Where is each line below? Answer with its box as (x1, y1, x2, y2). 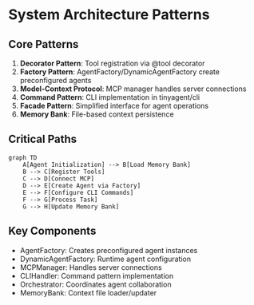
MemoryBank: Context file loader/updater (19, 287, 157, 297)
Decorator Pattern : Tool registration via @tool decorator (19, 58, 205, 68)
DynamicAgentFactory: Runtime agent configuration (19, 254, 192, 263)
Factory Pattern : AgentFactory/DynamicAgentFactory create (19, 67, 220, 77)
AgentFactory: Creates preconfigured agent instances (19, 245, 198, 255)
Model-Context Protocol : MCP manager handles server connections (19, 84, 247, 93)
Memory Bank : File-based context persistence (19, 109, 174, 119)
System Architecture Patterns (8, 6, 210, 24)
